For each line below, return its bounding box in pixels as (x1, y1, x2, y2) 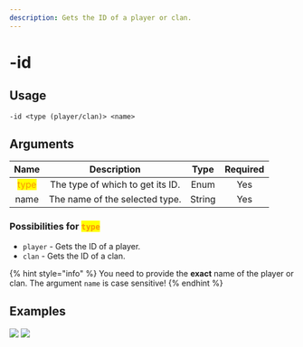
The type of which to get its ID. (49, 178, 181, 191)
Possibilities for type (9, 220, 101, 233)
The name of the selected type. (48, 193, 182, 206)
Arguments (9, 136, 75, 152)
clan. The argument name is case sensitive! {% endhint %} (9, 277, 223, 288)
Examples (9, 304, 66, 319)
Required (224, 164, 265, 176)
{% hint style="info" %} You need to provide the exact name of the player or (9, 267, 294, 278)
